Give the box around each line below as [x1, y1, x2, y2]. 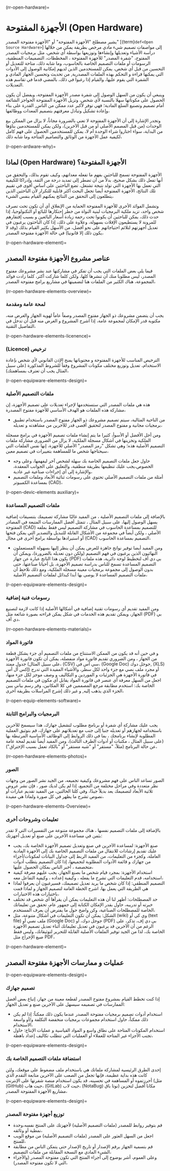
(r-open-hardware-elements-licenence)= [6, 332, 92, 339]
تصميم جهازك [6, 984, 35, 991]
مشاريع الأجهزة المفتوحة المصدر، [6, 1088, 68, 1094]
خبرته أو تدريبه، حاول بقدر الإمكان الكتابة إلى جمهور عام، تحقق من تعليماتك [13, 902, 153, 908]
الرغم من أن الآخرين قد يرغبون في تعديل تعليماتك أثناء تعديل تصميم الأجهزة [13, 923, 154, 929]
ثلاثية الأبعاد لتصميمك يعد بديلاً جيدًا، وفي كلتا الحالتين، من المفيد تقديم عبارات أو [6, 788, 153, 794]
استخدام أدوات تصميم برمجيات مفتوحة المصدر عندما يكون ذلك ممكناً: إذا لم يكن [13, 1011, 162, 1017]
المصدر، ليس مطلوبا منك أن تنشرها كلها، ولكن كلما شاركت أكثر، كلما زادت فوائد [6, 273, 156, 279]
